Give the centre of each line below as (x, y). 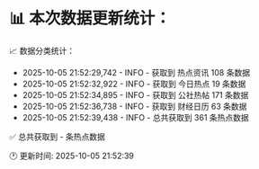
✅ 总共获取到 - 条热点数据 (58, 137)
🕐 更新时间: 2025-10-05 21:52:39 (72, 156)
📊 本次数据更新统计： (90, 18)
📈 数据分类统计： (42, 50)
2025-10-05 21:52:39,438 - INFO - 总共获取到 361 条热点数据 (135, 117)
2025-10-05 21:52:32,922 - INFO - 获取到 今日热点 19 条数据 (134, 84)
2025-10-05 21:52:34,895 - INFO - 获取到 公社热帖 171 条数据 (135, 94)
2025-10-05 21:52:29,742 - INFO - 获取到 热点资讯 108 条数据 (136, 72)
